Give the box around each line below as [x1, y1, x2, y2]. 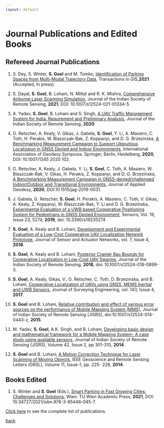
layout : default [5, 7, 39, 12]
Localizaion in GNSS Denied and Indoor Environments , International [12, 146, 148, 152]
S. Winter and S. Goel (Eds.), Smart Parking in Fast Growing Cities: [12, 388, 146, 394]
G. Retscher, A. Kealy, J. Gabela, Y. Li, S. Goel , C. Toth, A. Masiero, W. [12, 165, 153, 171]
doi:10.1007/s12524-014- [104, 311, 154, 317]
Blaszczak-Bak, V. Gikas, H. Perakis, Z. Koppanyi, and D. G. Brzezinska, [12, 171, 156, 177]
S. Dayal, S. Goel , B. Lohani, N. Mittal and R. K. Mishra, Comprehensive [12, 91, 155, 97]
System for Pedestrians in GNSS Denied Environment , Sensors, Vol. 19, [12, 211, 155, 217]
